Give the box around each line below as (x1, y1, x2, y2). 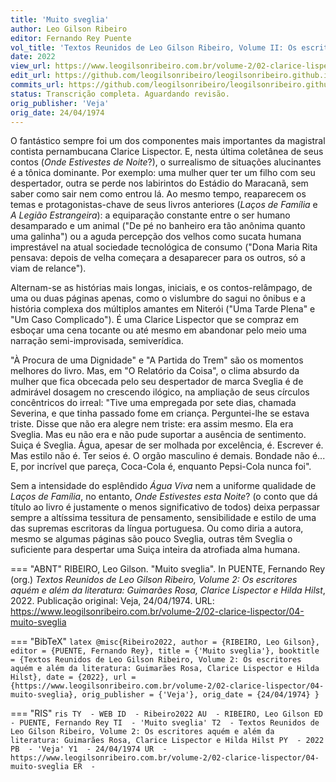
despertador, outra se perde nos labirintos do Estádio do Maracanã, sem (10, 177, 309, 190)
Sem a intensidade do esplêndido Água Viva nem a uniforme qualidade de (10, 480, 317, 492)
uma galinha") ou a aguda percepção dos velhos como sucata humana (10, 231, 302, 243)
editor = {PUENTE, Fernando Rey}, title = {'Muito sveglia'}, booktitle (10, 646, 320, 656)
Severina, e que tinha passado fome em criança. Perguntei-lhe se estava (10, 407, 310, 420)
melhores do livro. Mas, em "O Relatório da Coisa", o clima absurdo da (10, 365, 300, 377)
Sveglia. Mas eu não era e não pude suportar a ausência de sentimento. (10, 429, 307, 441)
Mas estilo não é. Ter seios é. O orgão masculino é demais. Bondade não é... (10, 450, 326, 462)
